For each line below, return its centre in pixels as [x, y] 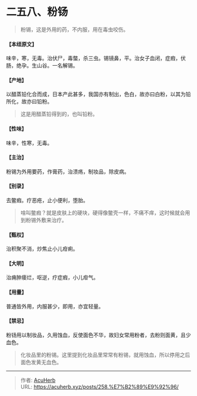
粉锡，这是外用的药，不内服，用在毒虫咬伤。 [74, 29]
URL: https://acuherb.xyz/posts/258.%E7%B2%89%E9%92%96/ [99, 387]
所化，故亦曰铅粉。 [29, 102]
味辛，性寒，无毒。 [29, 143]
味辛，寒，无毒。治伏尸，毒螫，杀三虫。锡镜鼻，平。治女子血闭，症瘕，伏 [96, 58]
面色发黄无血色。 [41, 362]
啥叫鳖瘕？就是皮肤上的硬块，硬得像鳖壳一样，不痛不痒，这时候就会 [103, 213]
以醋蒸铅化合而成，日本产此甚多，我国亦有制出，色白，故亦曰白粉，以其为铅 [98, 94]
